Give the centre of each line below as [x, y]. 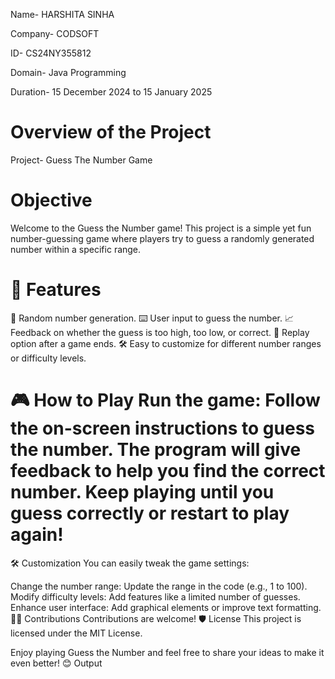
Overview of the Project [111, 132]
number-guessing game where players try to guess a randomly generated [162, 238]
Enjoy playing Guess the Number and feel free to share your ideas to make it [167, 652]
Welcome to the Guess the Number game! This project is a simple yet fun [161, 228]
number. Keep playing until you [142, 492]
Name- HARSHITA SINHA [62, 14]
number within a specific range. [76, 249]
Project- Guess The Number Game [81, 160]
